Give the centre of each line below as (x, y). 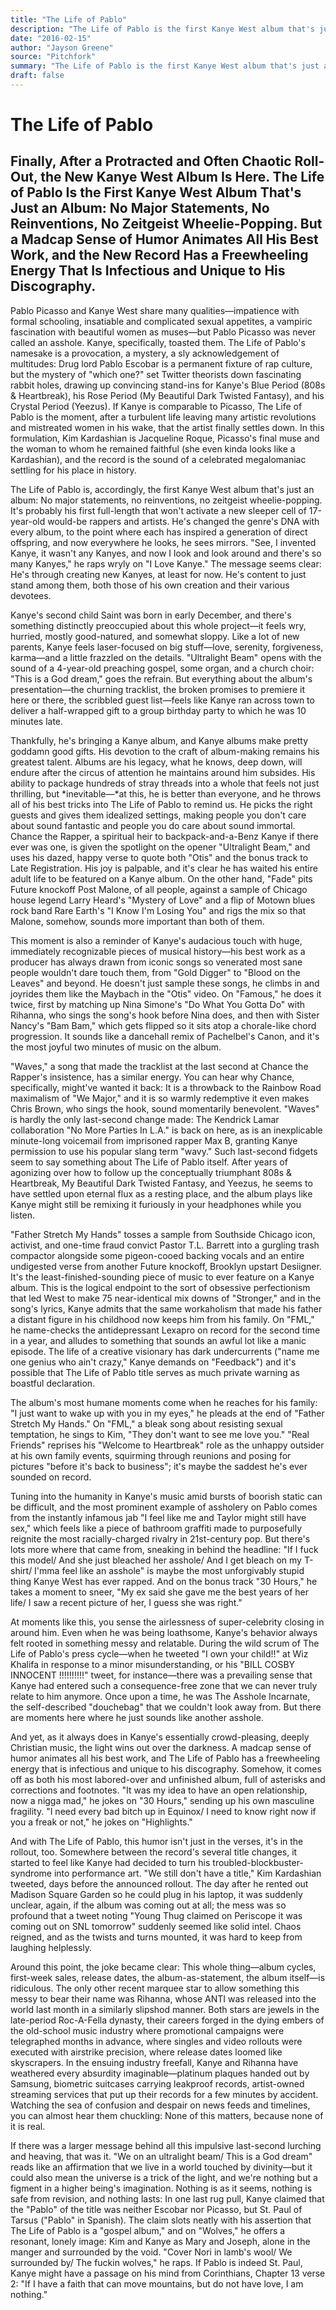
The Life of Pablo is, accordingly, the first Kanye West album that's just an (162, 489)
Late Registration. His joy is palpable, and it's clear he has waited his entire (164, 868)
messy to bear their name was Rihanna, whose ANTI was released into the (163, 1998)
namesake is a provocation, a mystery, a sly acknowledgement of (145, 353)
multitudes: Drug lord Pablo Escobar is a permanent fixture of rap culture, (161, 363)
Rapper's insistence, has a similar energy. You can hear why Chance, (152, 1077)
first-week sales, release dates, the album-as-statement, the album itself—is (168, 1977)
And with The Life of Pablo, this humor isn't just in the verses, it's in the (157, 1841)
